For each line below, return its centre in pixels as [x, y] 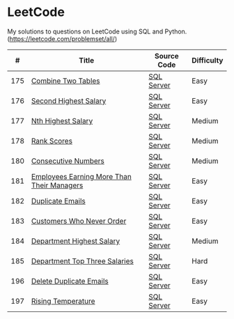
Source [166, 56]
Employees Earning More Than [81, 176]
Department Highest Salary [76, 241]
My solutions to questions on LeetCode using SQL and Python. [97, 31]
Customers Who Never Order [79, 221]
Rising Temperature [63, 301]
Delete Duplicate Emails [70, 281]
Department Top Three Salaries [82, 260]
